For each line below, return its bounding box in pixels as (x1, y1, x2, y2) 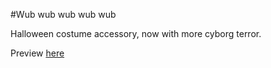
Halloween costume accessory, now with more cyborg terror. (10, 28, 262, 39)
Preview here (10, 47, 65, 59)
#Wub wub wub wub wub (10, 9, 117, 20)
